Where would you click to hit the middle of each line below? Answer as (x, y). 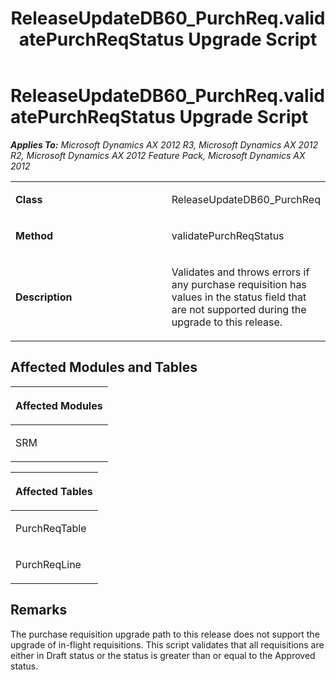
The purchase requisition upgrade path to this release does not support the (165, 634)
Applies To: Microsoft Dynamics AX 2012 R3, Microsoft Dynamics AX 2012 (164, 144)
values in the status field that (239, 297)
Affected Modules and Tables (104, 367)
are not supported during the (239, 309)
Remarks (39, 610)
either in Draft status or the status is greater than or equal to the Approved (163, 655)
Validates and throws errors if (240, 272)
